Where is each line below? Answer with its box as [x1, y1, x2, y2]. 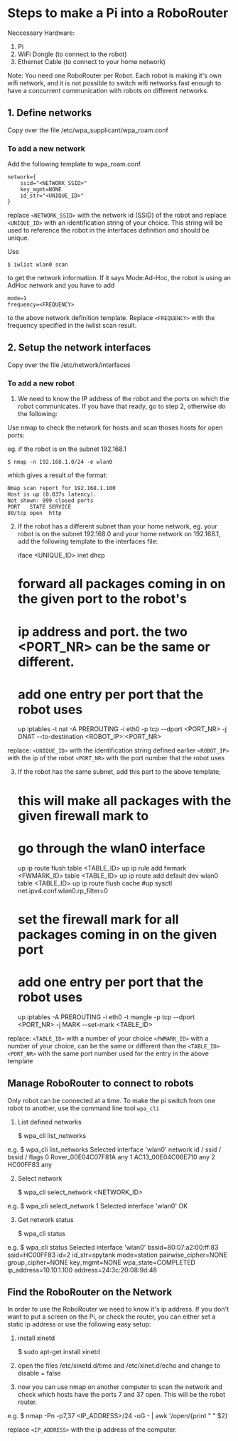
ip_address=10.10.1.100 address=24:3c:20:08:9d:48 [7, 1265, 158, 1274]
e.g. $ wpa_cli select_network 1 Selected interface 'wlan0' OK [7, 1201, 188, 1210]
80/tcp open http [7, 510, 62, 517]
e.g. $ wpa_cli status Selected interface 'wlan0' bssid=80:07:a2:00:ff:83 [7, 1243, 219, 1251]
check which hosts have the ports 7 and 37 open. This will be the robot [17, 1391, 226, 1399]
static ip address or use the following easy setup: [7, 1320, 151, 1329]
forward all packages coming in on [17, 576, 226, 592]
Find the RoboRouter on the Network [7, 1286, 173, 1298]
